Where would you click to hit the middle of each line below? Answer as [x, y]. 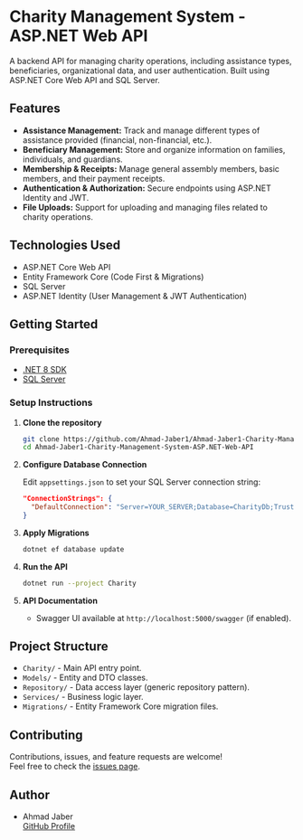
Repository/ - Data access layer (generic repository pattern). [136, 687]
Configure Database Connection [85, 465]
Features [35, 109]
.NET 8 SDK [44, 370]
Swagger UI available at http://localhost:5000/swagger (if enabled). [164, 618]
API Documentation [60, 600]
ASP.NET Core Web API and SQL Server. [85, 80]
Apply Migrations [56, 533]
